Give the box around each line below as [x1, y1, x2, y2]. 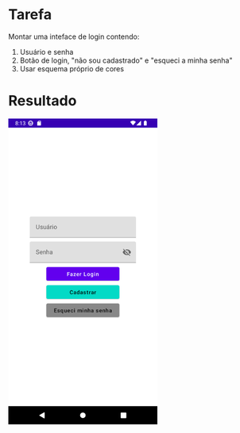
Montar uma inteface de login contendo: [8, 32, 140, 41]
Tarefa [8, 6, 52, 24]
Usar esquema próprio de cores [19, 63, 125, 73]
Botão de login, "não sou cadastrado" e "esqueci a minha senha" [19, 56, 233, 65]
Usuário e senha [19, 47, 74, 56]
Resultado [8, 92, 77, 110]
